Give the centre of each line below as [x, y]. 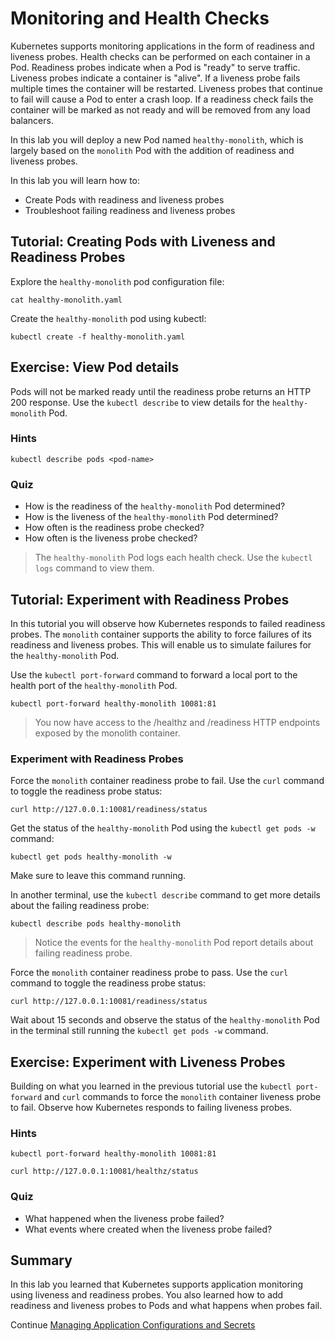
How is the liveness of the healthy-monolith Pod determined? [151, 517]
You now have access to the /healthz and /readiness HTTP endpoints [177, 722]
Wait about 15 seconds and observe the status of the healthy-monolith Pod [165, 1020]
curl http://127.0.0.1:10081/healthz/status [104, 1172]
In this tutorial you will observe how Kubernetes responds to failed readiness [168, 623]
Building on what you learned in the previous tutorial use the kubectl [151, 1086]
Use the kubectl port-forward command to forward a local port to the [154, 674]
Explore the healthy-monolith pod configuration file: [117, 281]
